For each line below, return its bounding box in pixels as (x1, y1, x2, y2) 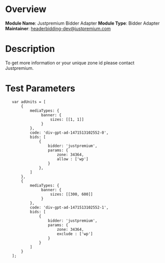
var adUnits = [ (12, 99, 46, 104)
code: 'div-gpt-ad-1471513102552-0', (30, 130, 109, 135)
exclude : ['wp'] (57, 231, 93, 236)
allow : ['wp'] (57, 156, 89, 161)
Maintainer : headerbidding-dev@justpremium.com (5, 25, 111, 31)
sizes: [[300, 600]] (50, 192, 93, 197)
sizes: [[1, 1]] (50, 117, 84, 122)
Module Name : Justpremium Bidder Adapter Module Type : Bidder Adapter (5, 20, 160, 26)
